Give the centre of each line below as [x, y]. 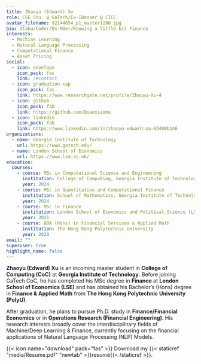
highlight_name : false [34, 251]
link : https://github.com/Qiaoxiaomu [64, 112]
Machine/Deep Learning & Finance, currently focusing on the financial [93, 330]
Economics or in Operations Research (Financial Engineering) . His [90, 318]
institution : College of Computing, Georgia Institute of [96, 179]
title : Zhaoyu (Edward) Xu [40, 12]
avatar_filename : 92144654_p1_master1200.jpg [64, 23]
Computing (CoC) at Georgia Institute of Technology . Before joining [91, 274]
